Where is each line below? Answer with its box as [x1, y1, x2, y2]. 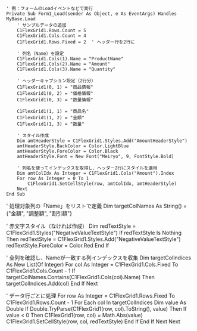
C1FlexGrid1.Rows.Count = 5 [17, 27, 86, 33]
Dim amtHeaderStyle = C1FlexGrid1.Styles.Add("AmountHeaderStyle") [17, 138, 187, 144]
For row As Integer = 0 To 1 [17, 175, 89, 181]
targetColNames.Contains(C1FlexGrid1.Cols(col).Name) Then [6, 274, 155, 280]
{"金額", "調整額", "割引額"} [6, 210, 73, 216]
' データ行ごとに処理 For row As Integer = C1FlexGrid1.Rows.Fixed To [6, 292, 176, 299]
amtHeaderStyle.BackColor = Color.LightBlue [17, 143, 129, 149]
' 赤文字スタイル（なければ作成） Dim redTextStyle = [6, 222, 136, 230]
